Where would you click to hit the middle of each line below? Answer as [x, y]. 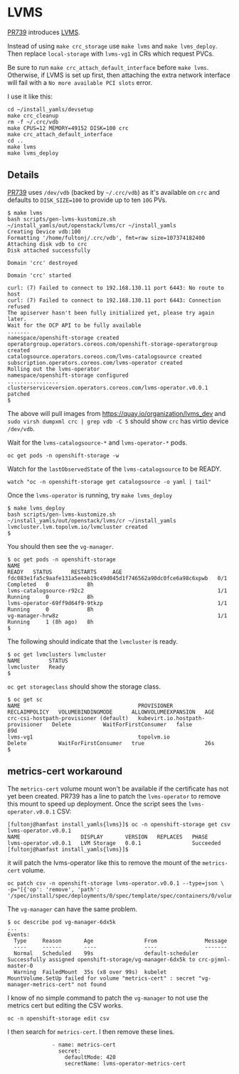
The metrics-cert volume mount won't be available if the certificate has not [118, 789]
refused [19, 307]
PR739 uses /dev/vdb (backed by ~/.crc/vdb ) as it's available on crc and [114, 192]
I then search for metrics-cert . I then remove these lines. [91, 1031]
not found [92, 984]
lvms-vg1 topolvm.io [89, 737]
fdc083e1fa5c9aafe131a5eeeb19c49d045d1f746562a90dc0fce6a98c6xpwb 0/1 [117, 578]
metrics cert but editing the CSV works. [65, 1005]
